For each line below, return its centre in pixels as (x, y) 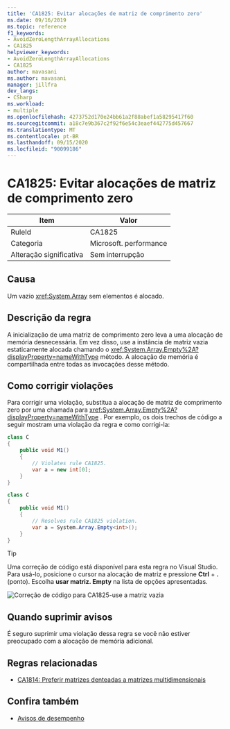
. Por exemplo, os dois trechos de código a (161, 417)
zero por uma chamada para (47, 410)
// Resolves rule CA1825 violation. (85, 521)
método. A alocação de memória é (149, 357)
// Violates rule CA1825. (70, 463)
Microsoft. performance (129, 243)
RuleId (21, 232)
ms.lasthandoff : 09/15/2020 (48, 143)
